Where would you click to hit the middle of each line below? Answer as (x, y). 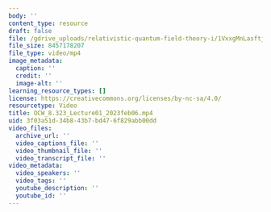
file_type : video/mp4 (45, 53)
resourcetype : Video (43, 106)
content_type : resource (48, 23)
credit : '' (34, 76)
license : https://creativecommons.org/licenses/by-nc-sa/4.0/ (115, 98)
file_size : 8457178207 (46, 46)
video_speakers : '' (48, 173)
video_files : (30, 128)
